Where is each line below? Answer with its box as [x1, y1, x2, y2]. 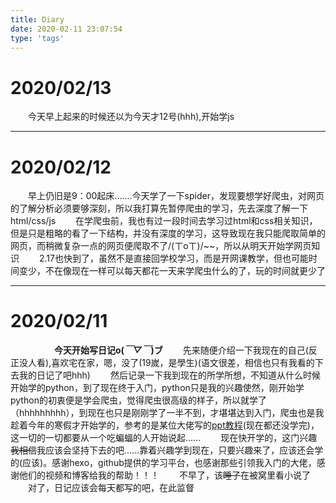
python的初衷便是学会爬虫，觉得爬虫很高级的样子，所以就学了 [10, 394, 267, 406]
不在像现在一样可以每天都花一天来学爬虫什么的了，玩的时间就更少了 [44, 265, 326, 277]
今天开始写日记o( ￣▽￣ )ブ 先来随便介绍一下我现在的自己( [54, 344, 309, 356]
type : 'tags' [10, 33, 65, 43]
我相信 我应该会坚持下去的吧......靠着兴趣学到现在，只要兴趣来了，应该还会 [10, 444, 315, 456]
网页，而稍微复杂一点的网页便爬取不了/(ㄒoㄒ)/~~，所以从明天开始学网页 [10, 240, 312, 252]
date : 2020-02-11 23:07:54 [10, 24, 123, 34]
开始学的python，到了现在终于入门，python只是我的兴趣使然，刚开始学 [10, 382, 305, 394]
